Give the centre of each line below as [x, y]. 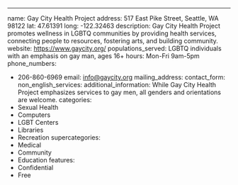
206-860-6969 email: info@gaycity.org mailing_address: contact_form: [121, 77]
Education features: [46, 160]
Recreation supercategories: [59, 138]
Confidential [35, 168]
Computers [34, 115]
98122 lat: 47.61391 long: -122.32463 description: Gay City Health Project [114, 26]
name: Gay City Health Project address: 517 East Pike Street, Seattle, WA [113, 18]
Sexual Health [38, 107]
